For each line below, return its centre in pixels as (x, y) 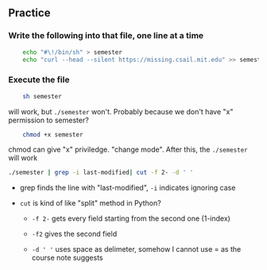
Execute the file (39, 80)
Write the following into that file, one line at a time (106, 36)
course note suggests (67, 258)
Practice (29, 13)
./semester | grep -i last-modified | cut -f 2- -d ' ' (101, 173)
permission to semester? (48, 120)
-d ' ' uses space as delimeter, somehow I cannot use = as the (136, 249)
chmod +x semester (53, 134)
